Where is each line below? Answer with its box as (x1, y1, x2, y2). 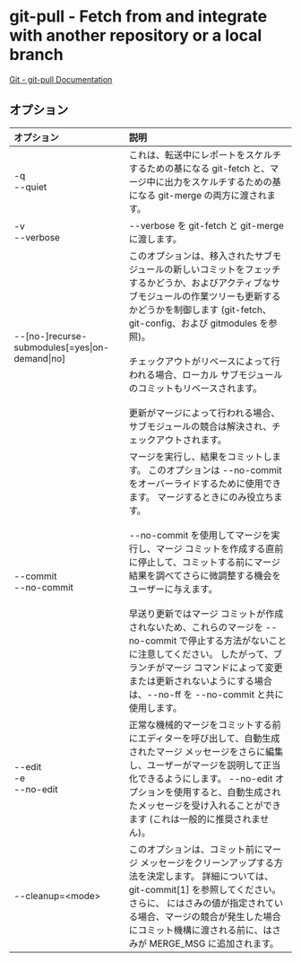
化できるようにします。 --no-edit (128, 772, 273, 784)
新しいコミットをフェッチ (173, 263, 281, 275)
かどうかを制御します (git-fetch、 (128, 303, 271, 316)
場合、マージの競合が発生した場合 (137, 910, 282, 923)
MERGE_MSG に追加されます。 (149, 937, 279, 949)
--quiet (13, 180, 47, 193)
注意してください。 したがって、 (137, 648, 274, 660)
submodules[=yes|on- (13, 341, 110, 354)
